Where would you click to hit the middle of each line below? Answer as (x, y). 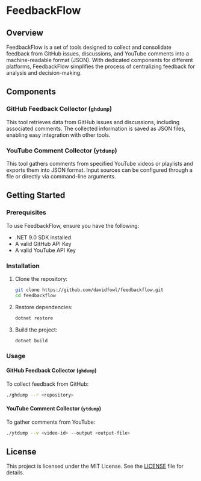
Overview (25, 33)
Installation (23, 266)
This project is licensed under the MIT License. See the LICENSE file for (95, 466)
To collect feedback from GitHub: (48, 384)
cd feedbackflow (35, 295)
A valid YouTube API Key (45, 250)
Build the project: (36, 330)
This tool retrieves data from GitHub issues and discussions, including (93, 122)
